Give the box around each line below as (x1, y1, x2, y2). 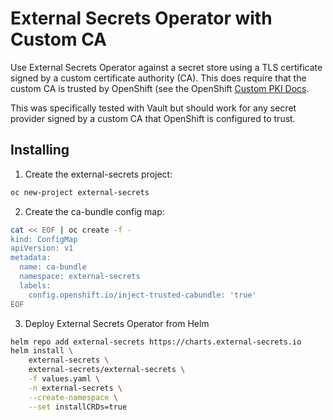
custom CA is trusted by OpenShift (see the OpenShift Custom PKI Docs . (10, 82, 310, 94)
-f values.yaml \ (28, 374, 101, 384)
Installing (10, 142, 70, 159)
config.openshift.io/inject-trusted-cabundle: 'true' (28, 290, 257, 300)
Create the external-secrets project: (24, 168, 173, 180)
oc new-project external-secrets (10, 187, 150, 197)
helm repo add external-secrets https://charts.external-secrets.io (10, 337, 302, 347)
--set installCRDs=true (28, 402, 128, 412)
